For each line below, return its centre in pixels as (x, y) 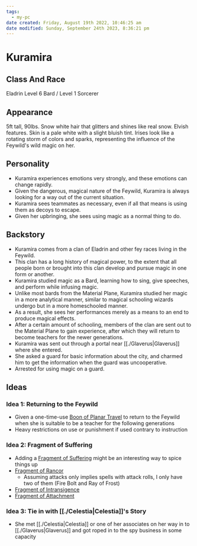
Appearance (30, 112)
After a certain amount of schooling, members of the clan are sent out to (103, 324)
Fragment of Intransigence (47, 489)
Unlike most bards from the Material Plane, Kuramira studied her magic (101, 293)
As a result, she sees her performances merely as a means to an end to (102, 312)
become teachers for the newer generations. (69, 337)
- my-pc (21, 17)
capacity (25, 537)
